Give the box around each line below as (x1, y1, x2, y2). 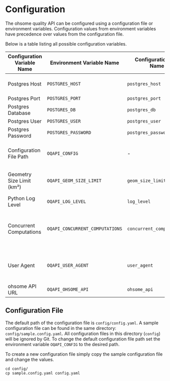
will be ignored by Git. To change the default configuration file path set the (5, 335, 160, 342)
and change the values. (5, 356, 54, 362)
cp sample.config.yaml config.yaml (5, 370, 80, 375)
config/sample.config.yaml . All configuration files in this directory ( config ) (5, 330, 161, 336)
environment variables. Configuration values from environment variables (5, 25, 156, 31)
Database (8, 109, 31, 116)
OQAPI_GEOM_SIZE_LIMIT (47, 178, 102, 183)
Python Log (8, 195, 35, 202)
